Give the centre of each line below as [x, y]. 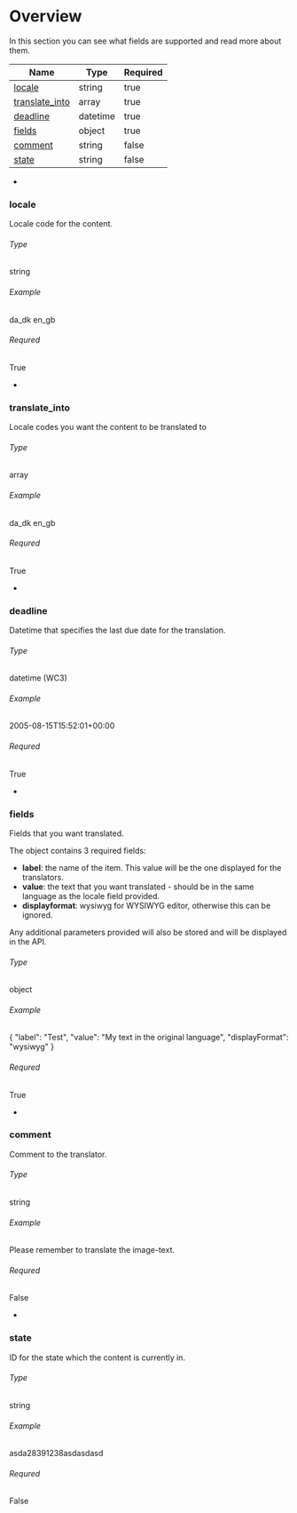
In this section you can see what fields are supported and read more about [145, 41]
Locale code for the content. [61, 224]
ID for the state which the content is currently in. [98, 1358]
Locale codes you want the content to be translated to [108, 427]
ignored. [37, 915]
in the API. [28, 941]
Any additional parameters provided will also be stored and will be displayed [148, 932]
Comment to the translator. [58, 1154]
